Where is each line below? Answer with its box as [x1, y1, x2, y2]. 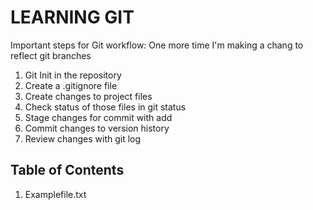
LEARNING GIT [10, 6, 135, 29]
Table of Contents [10, 162, 125, 179]
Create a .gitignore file [24, 79, 118, 91]
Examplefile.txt [24, 188, 87, 200]
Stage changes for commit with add [24, 111, 173, 123]
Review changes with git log [24, 132, 142, 145]
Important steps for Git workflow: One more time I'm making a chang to [10, 39, 304, 51]
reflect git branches [10, 49, 92, 61]
